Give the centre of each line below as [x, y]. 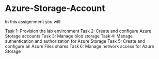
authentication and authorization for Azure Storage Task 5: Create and [75, 41]
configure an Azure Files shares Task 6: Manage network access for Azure [79, 46]
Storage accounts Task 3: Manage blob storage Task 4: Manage [69, 36]
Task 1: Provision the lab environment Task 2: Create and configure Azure [78, 31]
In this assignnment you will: [33, 22]
